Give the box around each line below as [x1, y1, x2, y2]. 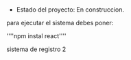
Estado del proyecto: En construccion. [16, 5, 125, 14]
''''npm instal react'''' [6, 32, 67, 40]
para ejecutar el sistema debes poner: [6, 19, 114, 27]
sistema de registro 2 [6, 45, 67, 53]
